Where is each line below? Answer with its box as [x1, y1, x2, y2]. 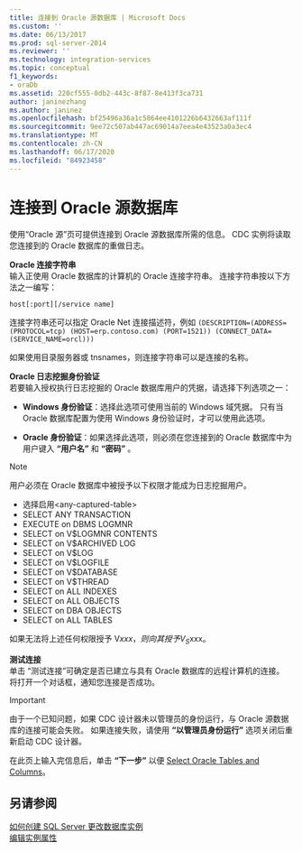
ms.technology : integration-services [9, 55, 151, 64]
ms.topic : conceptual [9, 64, 91, 73]
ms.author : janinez [9, 106, 83, 115]
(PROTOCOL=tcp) [9, 327, 67, 337]
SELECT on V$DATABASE [22, 567, 118, 578]
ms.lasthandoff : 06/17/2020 [9, 147, 115, 156]
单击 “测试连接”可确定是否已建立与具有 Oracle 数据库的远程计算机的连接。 [9, 665, 285, 677]
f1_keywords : [9, 72, 59, 81]
